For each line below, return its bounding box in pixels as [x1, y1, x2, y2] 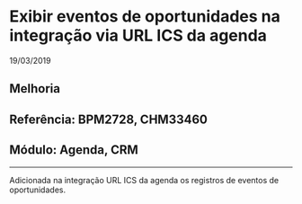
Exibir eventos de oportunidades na [9, 6, 280, 27]
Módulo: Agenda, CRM [9, 142, 139, 158]
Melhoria [9, 81, 61, 96]
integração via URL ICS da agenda [9, 25, 268, 46]
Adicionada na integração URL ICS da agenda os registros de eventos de [9, 174, 280, 185]
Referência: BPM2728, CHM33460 [9, 111, 209, 127]
